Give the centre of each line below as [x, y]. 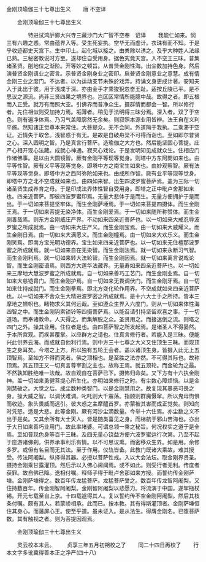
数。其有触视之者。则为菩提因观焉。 [52, 519]
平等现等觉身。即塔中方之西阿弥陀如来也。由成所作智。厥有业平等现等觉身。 [103, 173]
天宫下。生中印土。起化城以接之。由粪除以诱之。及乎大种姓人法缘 [116, 50]
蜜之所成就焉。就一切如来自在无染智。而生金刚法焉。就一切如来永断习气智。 [103, 250]
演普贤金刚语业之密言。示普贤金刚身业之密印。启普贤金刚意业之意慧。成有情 [103, 73]
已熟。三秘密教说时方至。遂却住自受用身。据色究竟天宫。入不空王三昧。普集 [103, 58]
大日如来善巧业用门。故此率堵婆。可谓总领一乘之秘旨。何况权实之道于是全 [105, 427]
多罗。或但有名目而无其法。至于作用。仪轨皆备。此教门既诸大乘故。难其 [97, 450]
